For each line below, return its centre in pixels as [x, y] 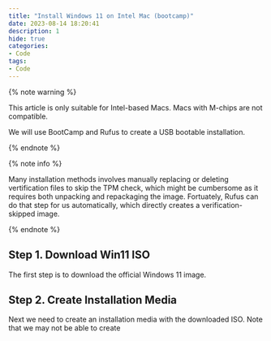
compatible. [28, 116]
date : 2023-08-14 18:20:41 [54, 24]
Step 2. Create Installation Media [92, 300]
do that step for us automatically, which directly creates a [104, 205]
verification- [222, 205]
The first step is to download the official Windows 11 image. [108, 274]
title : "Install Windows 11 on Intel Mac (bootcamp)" [101, 16]
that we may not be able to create [65, 328]
